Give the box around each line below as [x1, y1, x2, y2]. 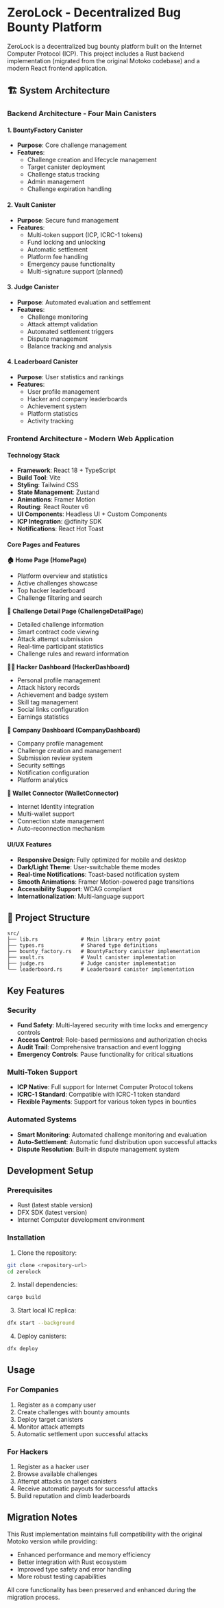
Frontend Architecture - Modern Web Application [7, 434, 175, 443]
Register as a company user [16, 1400, 97, 1409]
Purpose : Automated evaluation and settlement [16, 298, 151, 306]
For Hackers [7, 1447, 49, 1456]
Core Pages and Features [7, 540, 81, 548]
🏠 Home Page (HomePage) [7, 556, 87, 564]
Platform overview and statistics [16, 572, 108, 580]
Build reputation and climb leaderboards [16, 1492, 131, 1500]
